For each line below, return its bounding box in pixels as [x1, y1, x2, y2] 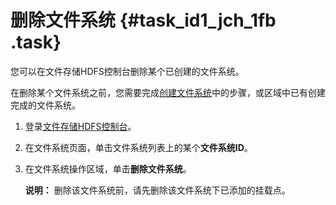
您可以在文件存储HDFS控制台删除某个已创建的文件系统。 [10, 65, 245, 77]
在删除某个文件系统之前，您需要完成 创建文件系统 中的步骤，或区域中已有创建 [10, 86, 326, 98]
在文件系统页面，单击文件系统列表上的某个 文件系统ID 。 [24, 141, 253, 153]
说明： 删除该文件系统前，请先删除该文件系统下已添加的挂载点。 [24, 184, 291, 196]
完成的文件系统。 [10, 99, 81, 111]
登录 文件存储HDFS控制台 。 [24, 120, 137, 132]
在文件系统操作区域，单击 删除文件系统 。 [24, 162, 192, 175]
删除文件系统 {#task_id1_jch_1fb [10, 9, 277, 32]
